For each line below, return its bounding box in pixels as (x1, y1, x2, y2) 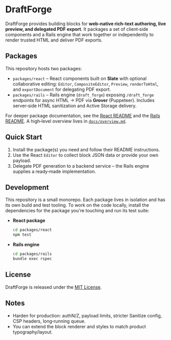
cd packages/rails (12, 251, 52, 257)
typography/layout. (12, 329, 53, 335)
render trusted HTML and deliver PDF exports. (5, 37, 103, 43)
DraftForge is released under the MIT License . (5, 284, 102, 290)
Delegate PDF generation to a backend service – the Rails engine (12, 163, 150, 169)
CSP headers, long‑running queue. (12, 318, 86, 324)
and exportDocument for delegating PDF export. (12, 86, 111, 92)
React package (12, 217, 45, 224)
